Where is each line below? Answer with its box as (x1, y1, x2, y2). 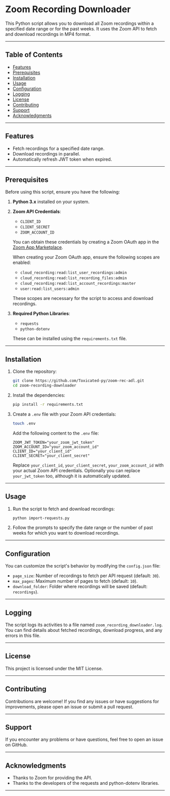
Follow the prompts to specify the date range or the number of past (12, 524, 153, 530)
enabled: (12, 259, 31, 266)
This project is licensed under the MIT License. (5, 665, 103, 671)
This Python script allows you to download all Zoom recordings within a (5, 20, 154, 26)
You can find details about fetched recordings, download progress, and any (5, 627, 163, 633)
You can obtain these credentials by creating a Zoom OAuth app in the (12, 239, 159, 245)
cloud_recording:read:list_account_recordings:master (20, 281, 136, 286)
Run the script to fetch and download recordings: (12, 506, 115, 512)
